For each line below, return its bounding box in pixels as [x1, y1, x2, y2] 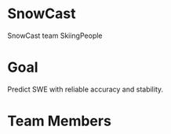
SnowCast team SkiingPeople [7, 31, 103, 40]
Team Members [7, 112, 111, 130]
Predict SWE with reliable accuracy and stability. [7, 84, 164, 94]
